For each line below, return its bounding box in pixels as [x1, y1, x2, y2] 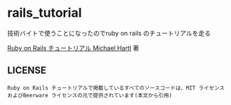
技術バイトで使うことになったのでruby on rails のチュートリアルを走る [7, 29, 211, 37]
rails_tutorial [7, 5, 82, 21]
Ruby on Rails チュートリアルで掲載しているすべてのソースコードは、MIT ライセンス [7, 84, 225, 92]
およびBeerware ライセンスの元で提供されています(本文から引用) [7, 92, 173, 99]
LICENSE [7, 64, 47, 76]
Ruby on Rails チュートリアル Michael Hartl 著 [7, 43, 140, 52]
